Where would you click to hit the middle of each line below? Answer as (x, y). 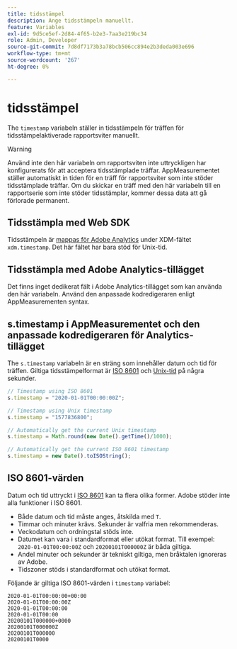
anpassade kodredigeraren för (76, 335)
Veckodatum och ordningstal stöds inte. (75, 531)
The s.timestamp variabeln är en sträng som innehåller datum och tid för (112, 363)
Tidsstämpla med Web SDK (69, 222)
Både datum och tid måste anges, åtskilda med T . (89, 516)
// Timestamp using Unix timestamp (60, 411)
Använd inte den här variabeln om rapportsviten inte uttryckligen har (107, 162)
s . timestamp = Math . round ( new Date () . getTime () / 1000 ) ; (90, 437)
